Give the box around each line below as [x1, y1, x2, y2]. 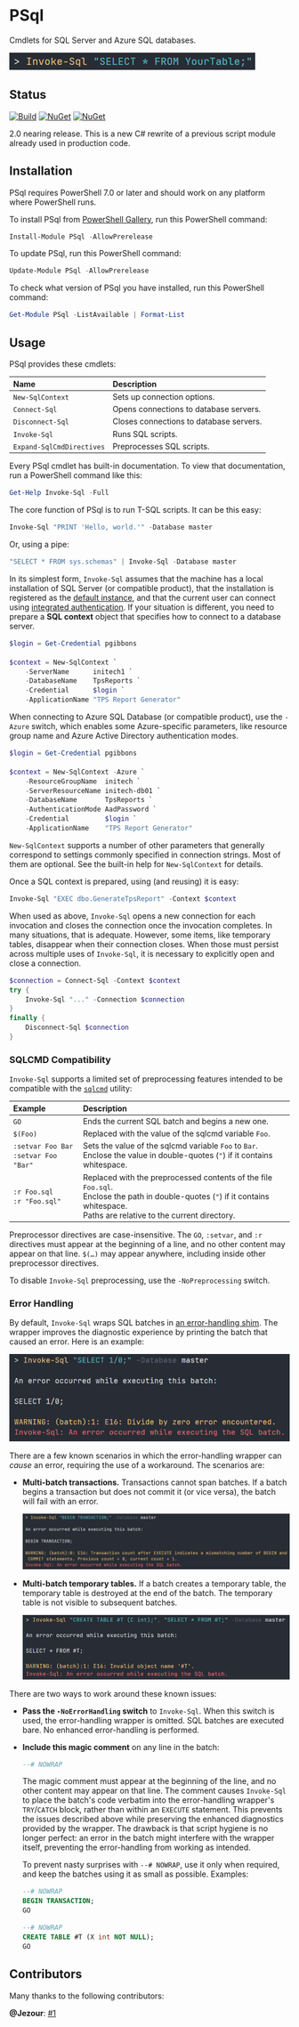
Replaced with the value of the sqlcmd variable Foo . [83, 1128, 271, 1139]
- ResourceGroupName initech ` [25, 776, 141, 786]
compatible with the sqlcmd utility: [9, 1083, 133, 1094]
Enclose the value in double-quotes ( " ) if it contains [83, 1150, 273, 1161]
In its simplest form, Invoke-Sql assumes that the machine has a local [9, 573, 264, 584]
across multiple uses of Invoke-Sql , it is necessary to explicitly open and [9, 948, 275, 959]
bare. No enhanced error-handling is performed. [21, 1724, 200, 1735]
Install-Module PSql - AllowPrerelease [9, 232, 153, 241]
